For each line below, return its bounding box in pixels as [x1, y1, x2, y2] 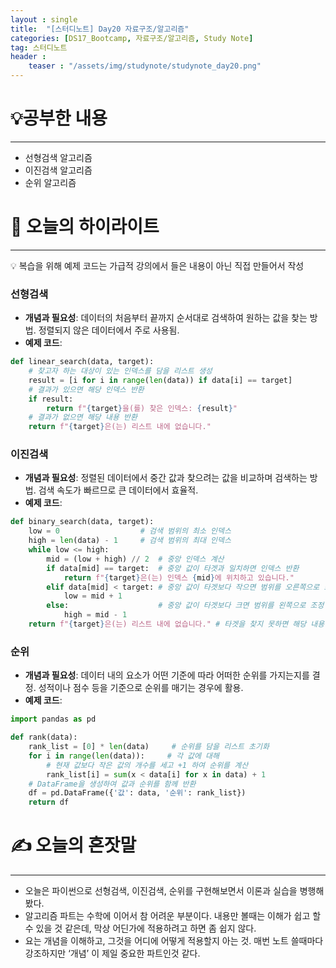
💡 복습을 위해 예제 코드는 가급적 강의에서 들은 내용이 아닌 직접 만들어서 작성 [10, 259, 305, 271]
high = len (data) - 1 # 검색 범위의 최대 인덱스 [28, 536, 232, 546]
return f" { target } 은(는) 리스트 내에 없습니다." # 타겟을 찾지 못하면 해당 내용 [28, 619, 325, 630]
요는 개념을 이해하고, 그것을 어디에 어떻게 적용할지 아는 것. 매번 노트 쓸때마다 [24, 935, 324, 947]
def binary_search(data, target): [10, 517, 155, 527]
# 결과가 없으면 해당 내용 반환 [28, 412, 138, 423]
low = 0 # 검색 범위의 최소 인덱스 [28, 526, 232, 536]
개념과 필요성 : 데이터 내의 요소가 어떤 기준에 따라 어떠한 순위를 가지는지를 [24, 669, 310, 681]
